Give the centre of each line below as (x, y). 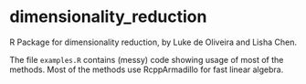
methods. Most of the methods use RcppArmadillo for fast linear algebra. (147, 69)
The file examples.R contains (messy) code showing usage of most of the (147, 59)
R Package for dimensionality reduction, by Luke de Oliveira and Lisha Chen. (153, 42)
